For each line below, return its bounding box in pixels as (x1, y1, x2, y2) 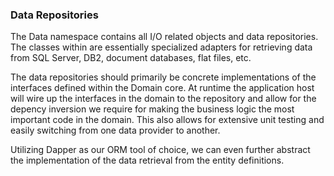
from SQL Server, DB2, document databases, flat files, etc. (10, 52, 252, 64)
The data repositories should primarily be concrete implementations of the (10, 71, 317, 83)
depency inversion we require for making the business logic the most (10, 103, 295, 115)
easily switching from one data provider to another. (10, 124, 221, 137)
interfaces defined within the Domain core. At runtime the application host (10, 82, 315, 94)
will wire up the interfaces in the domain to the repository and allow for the (10, 93, 317, 105)
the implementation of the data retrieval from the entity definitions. (10, 154, 285, 167)
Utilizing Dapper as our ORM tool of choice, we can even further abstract (10, 144, 311, 156)
